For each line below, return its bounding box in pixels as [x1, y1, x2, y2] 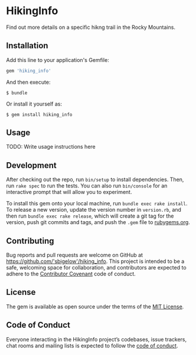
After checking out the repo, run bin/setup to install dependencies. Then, [6, 176, 184, 183]
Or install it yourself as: [6, 100, 62, 107]
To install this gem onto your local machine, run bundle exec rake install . [6, 200, 188, 207]
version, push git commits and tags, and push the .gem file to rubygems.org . [6, 219, 191, 226]
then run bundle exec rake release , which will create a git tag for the [6, 212, 174, 219]
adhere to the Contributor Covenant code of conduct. [6, 270, 136, 278]
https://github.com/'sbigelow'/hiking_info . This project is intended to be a [6, 258, 185, 265]
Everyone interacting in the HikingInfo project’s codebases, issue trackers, [6, 336, 187, 343]
